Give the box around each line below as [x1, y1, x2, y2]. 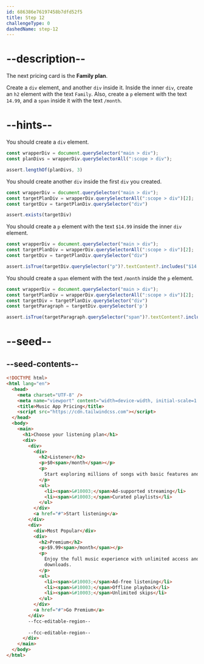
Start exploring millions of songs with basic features [44, 471, 189, 477]
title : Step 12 [6, 15, 45, 21]
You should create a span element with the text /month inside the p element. [6, 274, 194, 282]
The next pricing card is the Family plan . [6, 72, 108, 80]
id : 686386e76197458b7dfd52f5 [6, 9, 83, 15]
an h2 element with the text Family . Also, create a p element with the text [6, 91, 187, 98]
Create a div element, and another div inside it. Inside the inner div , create [6, 84, 193, 91]
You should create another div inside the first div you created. [6, 178, 162, 185]
